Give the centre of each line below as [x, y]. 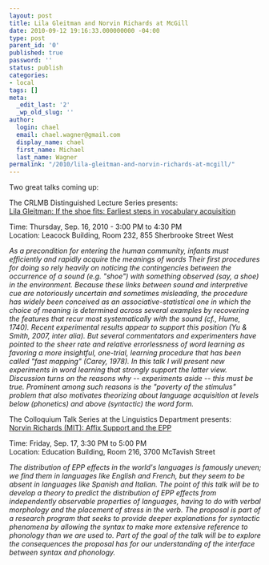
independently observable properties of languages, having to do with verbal [135, 502]
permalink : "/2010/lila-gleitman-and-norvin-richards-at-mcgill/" [122, 165]
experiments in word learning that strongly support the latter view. [118, 370]
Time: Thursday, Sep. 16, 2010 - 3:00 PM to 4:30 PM [96, 227]
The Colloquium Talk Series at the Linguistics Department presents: [120, 419]
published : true [36, 53]
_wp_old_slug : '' [45, 113]
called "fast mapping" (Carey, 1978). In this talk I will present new [117, 362]
